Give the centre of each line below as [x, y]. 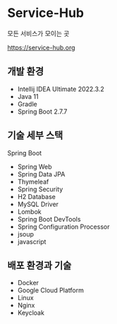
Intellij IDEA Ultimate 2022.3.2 [61, 89]
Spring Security [40, 189]
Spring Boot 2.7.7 [42, 112]
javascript [32, 241]
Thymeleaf [33, 181]
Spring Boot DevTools [49, 219]
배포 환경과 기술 [39, 265]
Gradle [27, 104]
